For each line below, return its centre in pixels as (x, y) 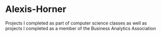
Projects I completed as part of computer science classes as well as (76, 23)
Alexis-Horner (36, 9)
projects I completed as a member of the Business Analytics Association (80, 28)
